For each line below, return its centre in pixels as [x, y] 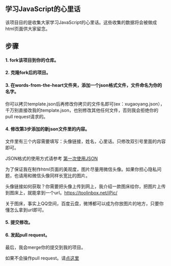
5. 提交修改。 [19, 222]
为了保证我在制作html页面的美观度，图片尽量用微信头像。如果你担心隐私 [81, 169]
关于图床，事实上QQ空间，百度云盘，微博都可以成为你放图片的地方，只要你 [84, 203]
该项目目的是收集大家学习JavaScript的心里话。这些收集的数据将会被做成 [81, 22]
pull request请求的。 [27, 116]
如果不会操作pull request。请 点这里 [42, 258]
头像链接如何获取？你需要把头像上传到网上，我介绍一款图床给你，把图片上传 [85, 186]
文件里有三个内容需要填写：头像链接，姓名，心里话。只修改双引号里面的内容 [85, 141]
